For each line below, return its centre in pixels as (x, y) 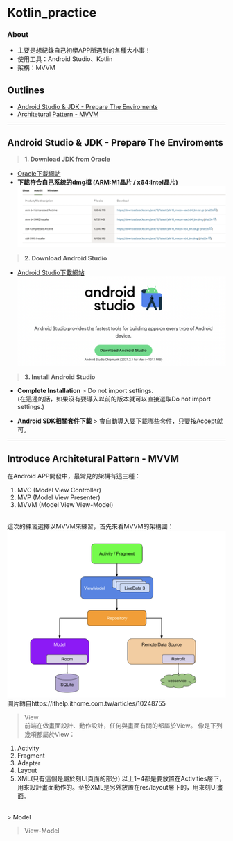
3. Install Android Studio (60, 377)
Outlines (26, 90)
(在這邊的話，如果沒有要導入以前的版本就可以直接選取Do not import (114, 399)
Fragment (31, 756)
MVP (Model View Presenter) (59, 497)
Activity (28, 749)
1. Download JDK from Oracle (67, 159)
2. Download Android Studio (66, 258)
